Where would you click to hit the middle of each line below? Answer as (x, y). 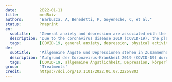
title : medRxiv (31, 15)
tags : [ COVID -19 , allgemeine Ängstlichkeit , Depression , (80, 62)
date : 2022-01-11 (34, 10)
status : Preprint (32, 24)
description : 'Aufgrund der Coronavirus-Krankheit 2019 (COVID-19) (83, 57)
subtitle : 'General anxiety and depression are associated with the (88, 34)
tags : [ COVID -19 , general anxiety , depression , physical (80, 43)
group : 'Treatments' (36, 67)
